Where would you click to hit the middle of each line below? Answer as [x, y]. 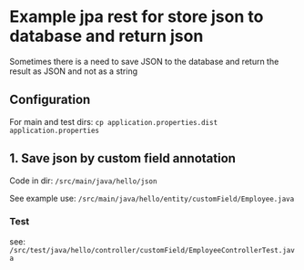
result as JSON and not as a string [74, 71]
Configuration [50, 100]
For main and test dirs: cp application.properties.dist [114, 121]
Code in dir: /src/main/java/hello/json [83, 181]
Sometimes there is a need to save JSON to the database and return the [144, 61]
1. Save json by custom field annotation [123, 158]
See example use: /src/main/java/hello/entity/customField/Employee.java [152, 198]
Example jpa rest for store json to [137, 17]
